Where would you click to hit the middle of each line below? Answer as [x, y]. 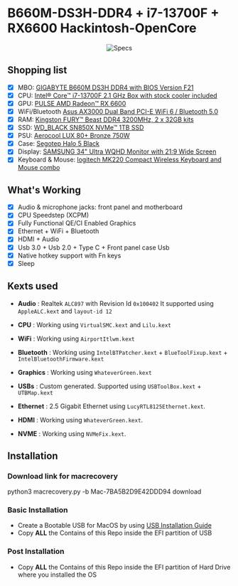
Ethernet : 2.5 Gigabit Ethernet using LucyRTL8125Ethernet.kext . [112, 406]
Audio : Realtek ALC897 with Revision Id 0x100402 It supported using [116, 303]
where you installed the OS [57, 575]
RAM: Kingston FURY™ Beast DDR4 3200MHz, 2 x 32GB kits [106, 119]
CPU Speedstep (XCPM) [53, 215]
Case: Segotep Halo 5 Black [58, 144]
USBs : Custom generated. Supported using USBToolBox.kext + [109, 386]
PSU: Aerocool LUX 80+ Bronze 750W [74, 136]
